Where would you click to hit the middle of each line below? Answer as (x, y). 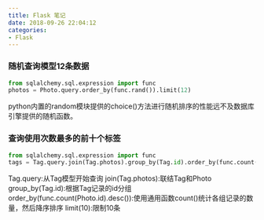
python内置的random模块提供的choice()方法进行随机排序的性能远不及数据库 (131, 106)
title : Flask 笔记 (37, 15)
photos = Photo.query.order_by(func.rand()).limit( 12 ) (100, 90)
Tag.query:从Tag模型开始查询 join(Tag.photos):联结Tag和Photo (110, 178)
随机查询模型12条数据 (49, 66)
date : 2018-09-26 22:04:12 (52, 23)
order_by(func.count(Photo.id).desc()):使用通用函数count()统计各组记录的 (127, 198)
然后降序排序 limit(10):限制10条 (71, 208)
